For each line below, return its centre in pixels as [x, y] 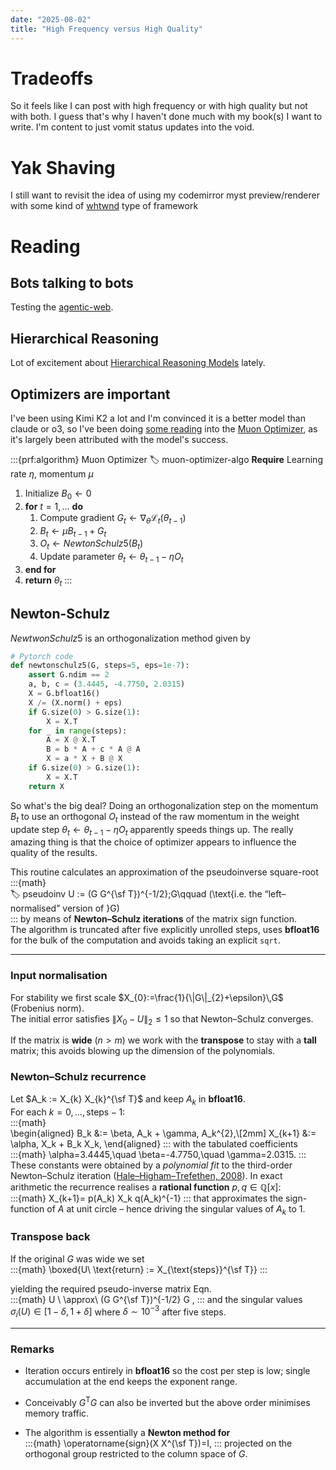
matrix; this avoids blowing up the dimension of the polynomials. [143, 1051]
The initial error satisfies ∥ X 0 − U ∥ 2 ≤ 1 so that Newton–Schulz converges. [162, 1019]
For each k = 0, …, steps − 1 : [68, 1112]
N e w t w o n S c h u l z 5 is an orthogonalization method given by [130, 638]
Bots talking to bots [72, 282]
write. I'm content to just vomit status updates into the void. [132, 127]
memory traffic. [57, 1413]
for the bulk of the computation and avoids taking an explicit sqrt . [145, 940]
